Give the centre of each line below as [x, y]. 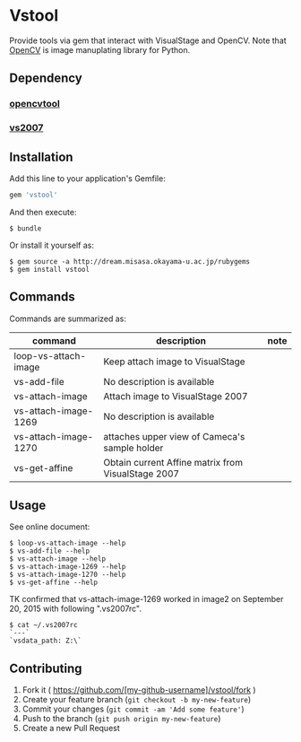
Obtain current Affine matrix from [173, 462]
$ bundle [26, 228]
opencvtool [35, 104]
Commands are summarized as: [68, 319]
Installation [41, 157]
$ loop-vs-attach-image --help [68, 544]
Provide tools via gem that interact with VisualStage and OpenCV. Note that [148, 40]
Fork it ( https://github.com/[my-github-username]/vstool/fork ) [139, 690]
